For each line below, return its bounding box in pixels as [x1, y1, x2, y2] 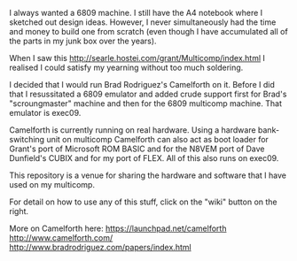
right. [9, 206, 29, 216]
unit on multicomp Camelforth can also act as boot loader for [46, 134, 269, 144]
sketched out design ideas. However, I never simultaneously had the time [9, 17, 277, 27]
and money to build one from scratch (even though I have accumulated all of [9, 27, 288, 36]
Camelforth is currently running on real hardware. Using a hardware [9, 125, 256, 135]
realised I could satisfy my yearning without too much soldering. [9, 62, 244, 73]
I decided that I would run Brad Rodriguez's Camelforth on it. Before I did [9, 80, 275, 89]
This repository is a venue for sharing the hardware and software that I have [9, 170, 286, 180]
